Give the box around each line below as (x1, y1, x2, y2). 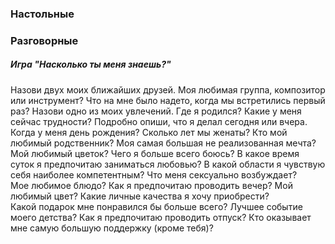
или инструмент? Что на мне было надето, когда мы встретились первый (10, 94, 326, 106)
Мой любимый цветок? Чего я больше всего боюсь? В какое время (10, 147, 300, 159)
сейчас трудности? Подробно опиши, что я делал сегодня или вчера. (10, 115, 308, 127)
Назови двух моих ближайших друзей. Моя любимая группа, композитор (10, 83, 326, 96)
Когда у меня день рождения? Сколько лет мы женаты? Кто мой (10, 126, 288, 138)
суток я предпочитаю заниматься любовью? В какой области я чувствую (10, 158, 326, 170)
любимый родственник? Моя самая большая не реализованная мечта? (10, 137, 317, 149)
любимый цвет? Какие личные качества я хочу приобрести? (10, 190, 270, 202)
